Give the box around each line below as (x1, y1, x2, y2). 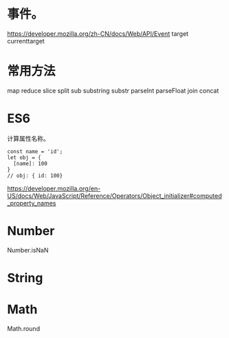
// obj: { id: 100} (7, 172, 63, 179)
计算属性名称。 (7, 134, 50, 142)
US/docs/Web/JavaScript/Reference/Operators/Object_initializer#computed (7, 191, 222, 200)
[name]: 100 (13, 160, 48, 167)
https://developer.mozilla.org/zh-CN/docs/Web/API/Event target (7, 29, 189, 38)
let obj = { (7, 154, 41, 161)
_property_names (7, 199, 56, 207)
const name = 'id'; (7, 148, 63, 155)
